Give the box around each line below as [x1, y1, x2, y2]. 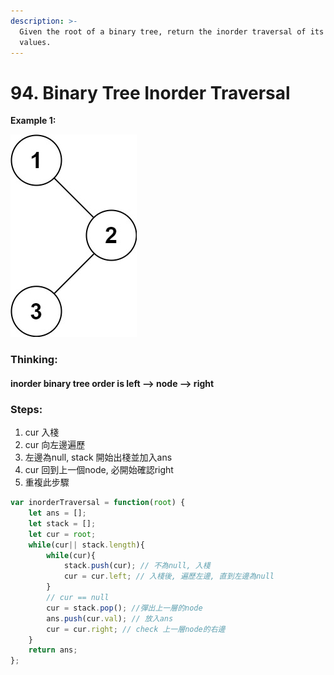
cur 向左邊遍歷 [24, 439, 86, 451]
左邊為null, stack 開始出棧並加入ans [24, 451, 173, 464]
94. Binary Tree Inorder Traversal [10, 81, 291, 104]
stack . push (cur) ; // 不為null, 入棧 [63, 561, 211, 571]
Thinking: [10, 353, 58, 367]
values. [19, 37, 52, 47]
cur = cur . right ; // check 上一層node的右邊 [46, 624, 226, 634]
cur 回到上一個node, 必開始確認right [24, 464, 174, 476]
